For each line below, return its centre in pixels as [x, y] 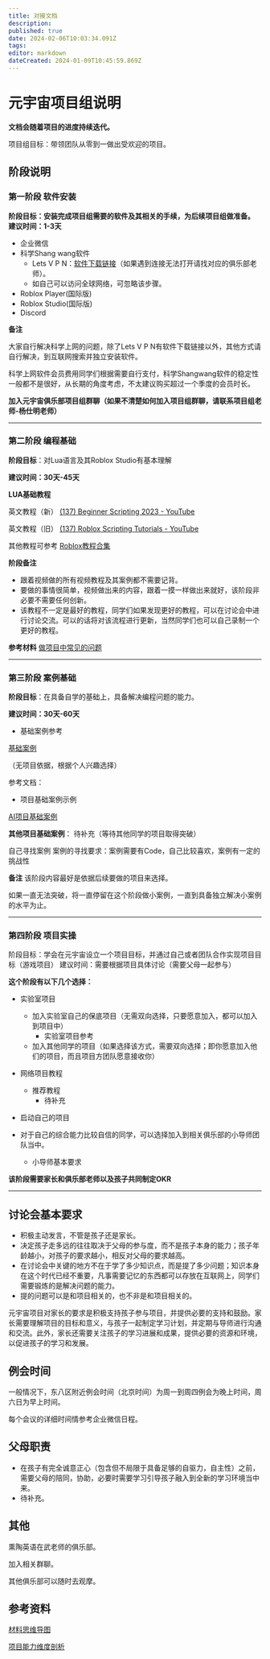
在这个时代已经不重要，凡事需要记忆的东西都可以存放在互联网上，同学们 [139, 1276]
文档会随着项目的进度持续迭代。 [61, 126]
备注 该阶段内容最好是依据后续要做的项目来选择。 [90, 878]
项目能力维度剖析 [37, 1647]
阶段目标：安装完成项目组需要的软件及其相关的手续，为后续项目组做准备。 [131, 216]
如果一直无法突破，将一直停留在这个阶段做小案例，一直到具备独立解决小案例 [135, 896]
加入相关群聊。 [33, 1564]
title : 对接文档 [33, 16]
